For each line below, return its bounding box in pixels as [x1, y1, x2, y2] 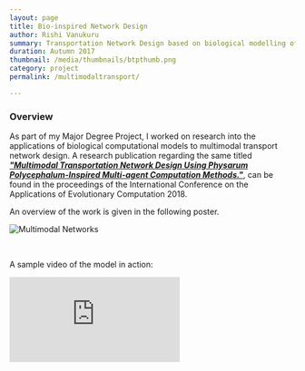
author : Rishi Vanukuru [9, 30, 100, 39]
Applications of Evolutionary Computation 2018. [9, 189, 188, 200]
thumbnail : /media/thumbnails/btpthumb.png [9, 55, 177, 64]
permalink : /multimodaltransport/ [9, 73, 141, 82]
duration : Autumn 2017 [9, 47, 95, 56]
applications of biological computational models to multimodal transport [9, 141, 279, 151]
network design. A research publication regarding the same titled [9, 151, 252, 161]
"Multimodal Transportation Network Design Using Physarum [9, 160, 249, 171]
